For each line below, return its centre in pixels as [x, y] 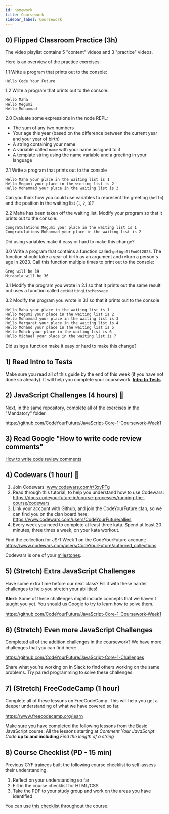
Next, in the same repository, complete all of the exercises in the [72, 408]
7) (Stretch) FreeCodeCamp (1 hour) [63, 688]
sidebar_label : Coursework [34, 19]
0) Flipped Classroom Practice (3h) [61, 40]
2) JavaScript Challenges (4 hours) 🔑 [65, 396]
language [22, 160]
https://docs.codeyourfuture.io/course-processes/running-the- [79, 498]
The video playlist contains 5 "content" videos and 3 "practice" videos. [79, 52]
